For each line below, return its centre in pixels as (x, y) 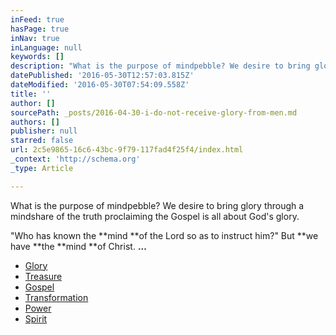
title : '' (31, 94)
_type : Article (42, 168)
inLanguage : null (46, 47)
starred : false (42, 141)
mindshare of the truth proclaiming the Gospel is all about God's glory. (155, 216)
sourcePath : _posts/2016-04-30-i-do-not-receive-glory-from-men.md (154, 112)
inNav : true (35, 38)
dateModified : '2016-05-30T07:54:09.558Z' (100, 85)
